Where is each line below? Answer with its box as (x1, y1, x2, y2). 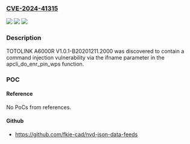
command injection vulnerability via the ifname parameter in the (6, 54, 165, 61)
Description (6, 34, 42, 42)
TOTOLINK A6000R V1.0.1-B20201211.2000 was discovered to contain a (6, 47, 185, 55)
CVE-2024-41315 (6, 4, 59, 13)
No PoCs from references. (6, 104, 71, 111)
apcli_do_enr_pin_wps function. (6, 60, 84, 67)
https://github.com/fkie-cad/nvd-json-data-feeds (14, 131, 138, 138)
